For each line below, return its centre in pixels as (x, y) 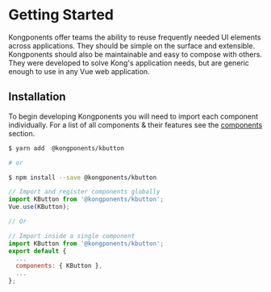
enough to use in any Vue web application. (79, 71)
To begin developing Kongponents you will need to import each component (133, 116)
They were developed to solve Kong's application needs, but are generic (129, 63)
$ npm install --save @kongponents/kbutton (83, 177)
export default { (38, 251)
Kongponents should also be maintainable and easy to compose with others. (135, 54)
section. (22, 133)
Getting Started (61, 15)
